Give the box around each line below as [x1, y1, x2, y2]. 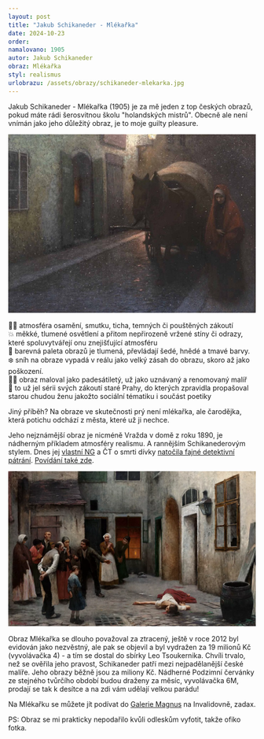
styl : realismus [8, 71, 61, 79]
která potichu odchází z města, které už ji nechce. [8, 416, 170, 425]
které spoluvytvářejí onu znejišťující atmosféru [8, 338, 158, 348]
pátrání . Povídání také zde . [8, 456, 94, 465]
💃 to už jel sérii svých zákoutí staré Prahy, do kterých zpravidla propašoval [8, 383, 249, 393]
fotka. [8, 723, 27, 733]
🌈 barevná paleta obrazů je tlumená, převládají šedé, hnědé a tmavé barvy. [8, 346, 251, 356]
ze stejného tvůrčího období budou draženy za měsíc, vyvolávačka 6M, [8, 676, 240, 685]
